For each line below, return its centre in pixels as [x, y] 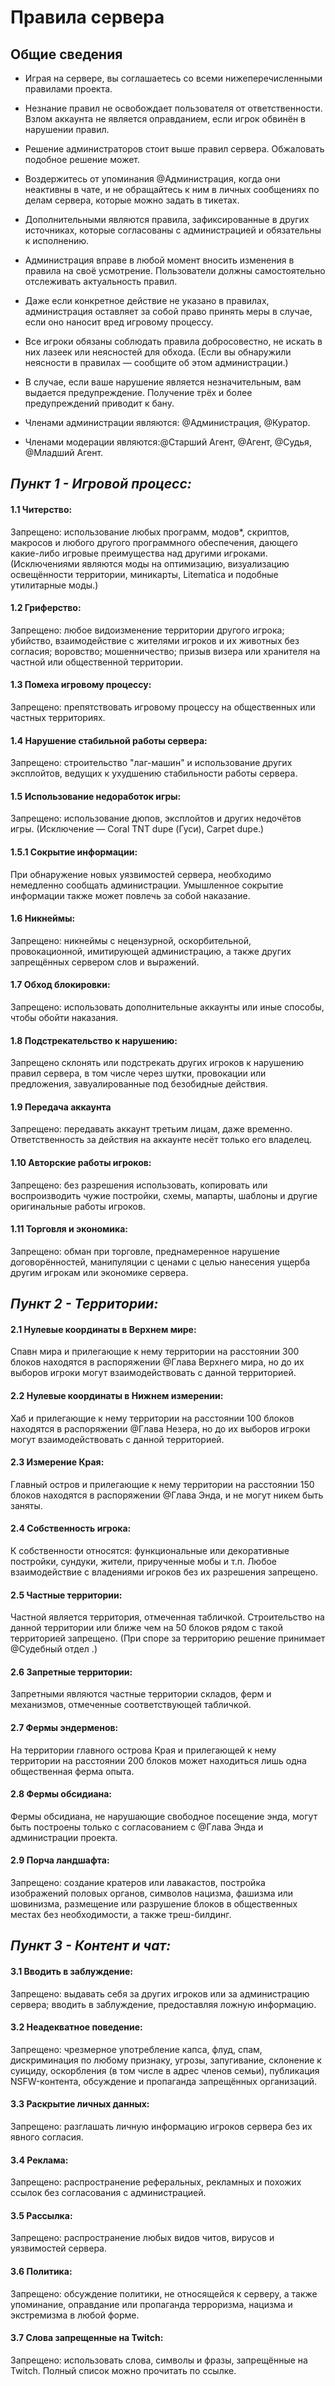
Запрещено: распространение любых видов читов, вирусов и [142, 2238]
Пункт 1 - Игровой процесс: [101, 484]
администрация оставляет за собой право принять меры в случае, [168, 311]
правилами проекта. [68, 89]
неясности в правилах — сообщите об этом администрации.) [156, 362]
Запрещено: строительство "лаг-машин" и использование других [151, 763]
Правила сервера [87, 17]
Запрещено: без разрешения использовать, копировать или [139, 1185]
